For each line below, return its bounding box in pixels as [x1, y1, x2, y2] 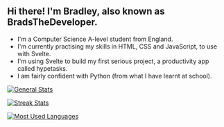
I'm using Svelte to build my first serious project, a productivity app [17, 57, 209, 65]
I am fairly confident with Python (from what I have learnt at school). [17, 71, 212, 80]
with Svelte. [17, 49, 51, 58]
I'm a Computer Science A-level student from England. [17, 35, 173, 43]
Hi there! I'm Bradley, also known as [7, 6, 165, 17]
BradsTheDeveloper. [7, 17, 98, 28]
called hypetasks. [17, 64, 68, 72]
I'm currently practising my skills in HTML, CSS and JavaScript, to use [17, 42, 217, 51]
